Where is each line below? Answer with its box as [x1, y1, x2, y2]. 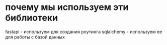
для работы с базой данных [5, 34, 65, 40]
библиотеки [5, 12, 58, 23]
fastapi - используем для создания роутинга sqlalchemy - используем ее [5, 28, 162, 34]
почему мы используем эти [5, 1, 129, 13]
